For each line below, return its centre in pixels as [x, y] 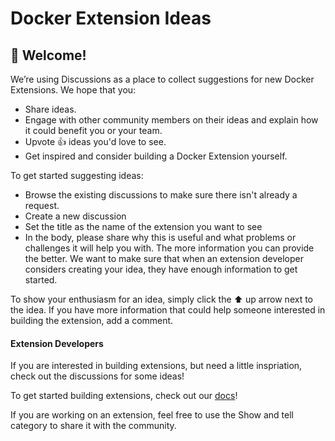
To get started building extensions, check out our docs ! [124, 396]
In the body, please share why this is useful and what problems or [160, 237]
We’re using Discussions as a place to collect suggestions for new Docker [162, 79]
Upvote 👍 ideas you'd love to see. [95, 141]
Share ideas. [50, 109]
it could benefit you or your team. [93, 130]
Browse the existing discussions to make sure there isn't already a [161, 195]
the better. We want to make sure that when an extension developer [164, 258]
